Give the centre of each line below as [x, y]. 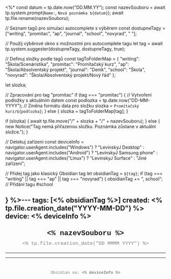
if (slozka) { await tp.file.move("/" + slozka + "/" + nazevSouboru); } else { [83, 121]
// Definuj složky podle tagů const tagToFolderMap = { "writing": [73, 59]
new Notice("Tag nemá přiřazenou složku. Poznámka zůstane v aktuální [81, 126]
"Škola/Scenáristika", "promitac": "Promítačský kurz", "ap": [67, 64]
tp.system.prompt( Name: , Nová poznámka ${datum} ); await [64, 13]
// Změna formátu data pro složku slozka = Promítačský [81, 106]
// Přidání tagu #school [29, 184]
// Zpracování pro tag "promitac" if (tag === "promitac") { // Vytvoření [78, 95]
